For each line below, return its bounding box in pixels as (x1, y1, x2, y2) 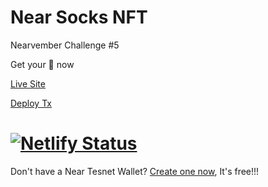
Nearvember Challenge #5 (10, 39, 120, 51)
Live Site (10, 77, 46, 90)
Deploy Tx (10, 97, 52, 109)
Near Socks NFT (10, 6, 148, 29)
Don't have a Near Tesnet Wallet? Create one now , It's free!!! (10, 165, 260, 177)
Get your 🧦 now (10, 58, 75, 70)
